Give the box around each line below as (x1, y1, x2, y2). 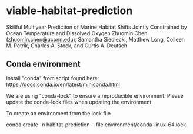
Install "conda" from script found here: (6, 74, 99, 81)
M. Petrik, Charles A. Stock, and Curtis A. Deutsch (6, 42, 128, 49)
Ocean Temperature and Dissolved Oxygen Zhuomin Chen (6, 29, 148, 36)
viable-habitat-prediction (6, 4, 133, 18)
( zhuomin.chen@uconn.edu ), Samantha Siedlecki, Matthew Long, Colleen (6, 36, 185, 43)
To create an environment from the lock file (6, 109, 111, 116)
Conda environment (6, 59, 81, 69)
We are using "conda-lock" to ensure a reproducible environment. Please (6, 92, 184, 99)
